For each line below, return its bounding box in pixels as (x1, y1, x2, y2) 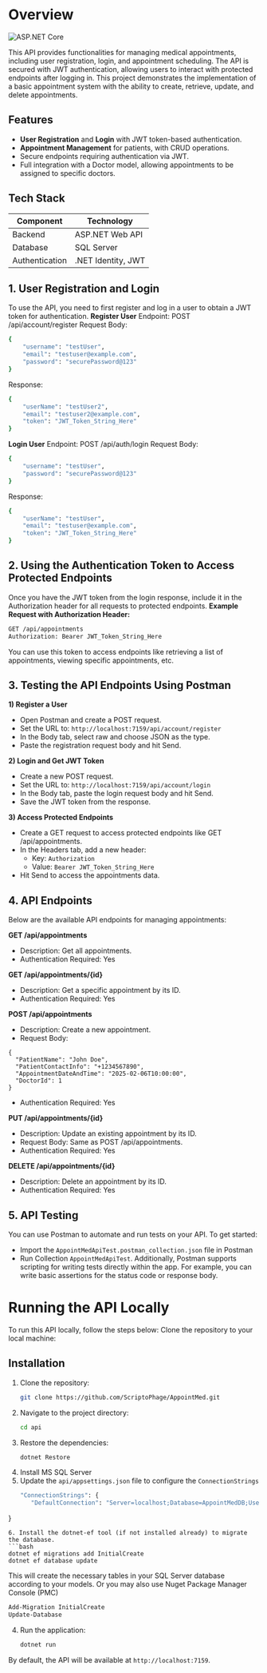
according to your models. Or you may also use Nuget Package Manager (8, 1579, 247, 1589)
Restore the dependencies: (19, 1437, 109, 1448)
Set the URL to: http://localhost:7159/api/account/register (19, 723, 222, 733)
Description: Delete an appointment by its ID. (19, 1177, 167, 1186)
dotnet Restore (19, 1453, 71, 1461)
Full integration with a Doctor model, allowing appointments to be (19, 160, 234, 169)
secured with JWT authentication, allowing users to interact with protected (8, 64, 253, 74)
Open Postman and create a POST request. (19, 715, 162, 725)
